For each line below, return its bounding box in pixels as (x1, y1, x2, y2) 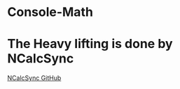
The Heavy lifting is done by (7, 36, 173, 52)
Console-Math (7, 4, 93, 20)
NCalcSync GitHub (7, 74, 62, 82)
